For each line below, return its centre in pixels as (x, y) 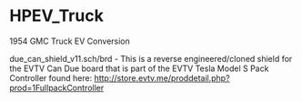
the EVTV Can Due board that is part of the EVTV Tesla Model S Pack (139, 68)
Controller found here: (51, 77)
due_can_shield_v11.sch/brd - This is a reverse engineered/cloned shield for (151, 58)
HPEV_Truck (57, 16)
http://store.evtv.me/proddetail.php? (162, 77)
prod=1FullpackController (57, 87)
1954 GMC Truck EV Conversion (70, 41)
